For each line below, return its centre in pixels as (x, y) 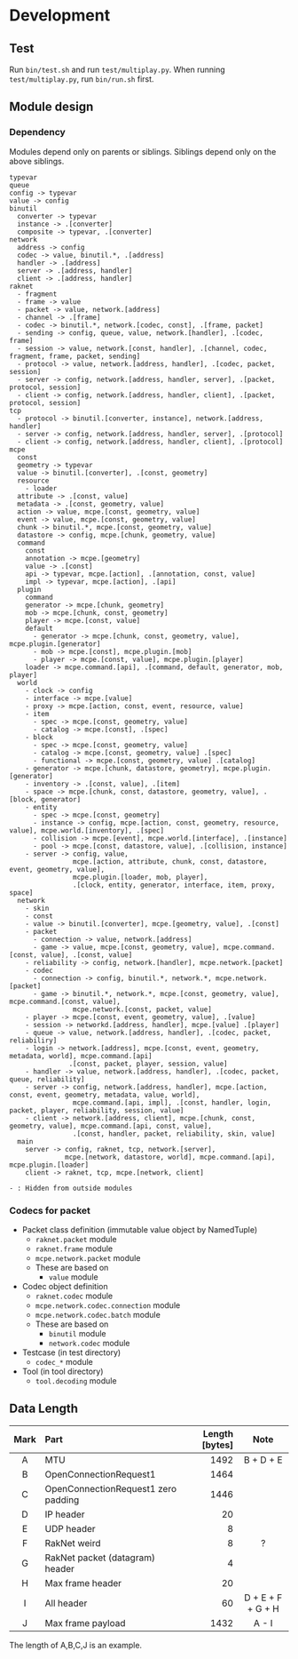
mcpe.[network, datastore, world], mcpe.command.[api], (170, 1157)
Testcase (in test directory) (71, 1352)
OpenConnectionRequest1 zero (111, 1488)
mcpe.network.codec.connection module (108, 1305)
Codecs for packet (50, 1210)
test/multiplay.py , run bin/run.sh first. (82, 79)
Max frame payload (85, 1623)
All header (66, 1603)
